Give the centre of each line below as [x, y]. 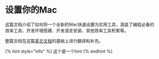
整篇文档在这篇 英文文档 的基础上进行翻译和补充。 [54, 41]
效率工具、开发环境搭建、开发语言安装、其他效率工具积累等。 [67, 30]
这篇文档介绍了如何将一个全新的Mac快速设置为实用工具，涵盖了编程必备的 [80, 24]
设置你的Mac [31, 10]
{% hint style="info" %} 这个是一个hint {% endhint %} [59, 51]
